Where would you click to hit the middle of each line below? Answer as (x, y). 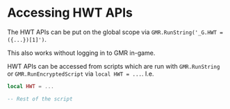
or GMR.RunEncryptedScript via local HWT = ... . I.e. (81, 74)
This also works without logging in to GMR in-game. (81, 53)
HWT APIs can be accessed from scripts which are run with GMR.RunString (114, 66)
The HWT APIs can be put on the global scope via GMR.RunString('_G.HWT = (115, 32)
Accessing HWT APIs (70, 13)
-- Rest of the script (40, 99)
